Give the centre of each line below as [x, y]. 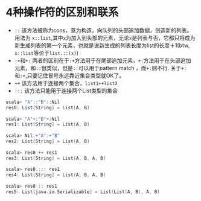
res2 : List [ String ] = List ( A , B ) [48, 142]
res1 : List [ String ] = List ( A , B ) [48, 124]
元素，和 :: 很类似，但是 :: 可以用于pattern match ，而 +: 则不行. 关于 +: [101, 68]
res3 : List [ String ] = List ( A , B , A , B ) [56, 158]
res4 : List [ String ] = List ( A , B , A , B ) [56, 175]
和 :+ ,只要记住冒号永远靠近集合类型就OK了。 [69, 75]
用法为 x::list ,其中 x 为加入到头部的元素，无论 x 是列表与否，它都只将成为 [105, 37]
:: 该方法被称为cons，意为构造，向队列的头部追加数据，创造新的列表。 [103, 30]
